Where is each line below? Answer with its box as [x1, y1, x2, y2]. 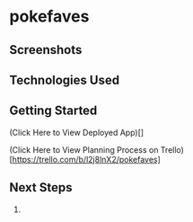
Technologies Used [9, 72, 119, 87]
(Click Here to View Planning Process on [9, 144, 159, 155]
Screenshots [9, 42, 83, 58]
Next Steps [9, 180, 73, 195]
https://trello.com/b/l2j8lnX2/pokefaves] [12, 154, 162, 164]
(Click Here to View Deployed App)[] [9, 127, 145, 138]
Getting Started [9, 103, 98, 119]
